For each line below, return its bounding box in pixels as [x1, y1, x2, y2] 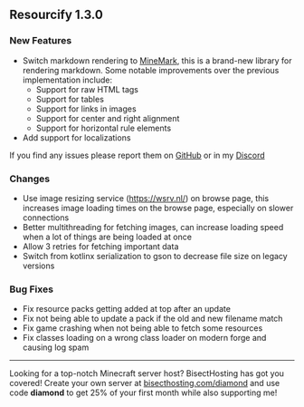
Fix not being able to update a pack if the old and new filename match [22, 313, 283, 325]
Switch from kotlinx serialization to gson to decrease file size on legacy [22, 250, 288, 261]
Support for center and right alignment [35, 112, 180, 123]
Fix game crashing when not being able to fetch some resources [22, 323, 263, 334]
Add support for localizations [22, 131, 131, 143]
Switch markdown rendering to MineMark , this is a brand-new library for [22, 54, 292, 66]
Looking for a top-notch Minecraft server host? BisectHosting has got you [9, 368, 285, 379]
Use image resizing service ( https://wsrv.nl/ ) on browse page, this [22, 192, 270, 203]
